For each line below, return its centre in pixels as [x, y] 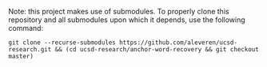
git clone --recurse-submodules [62, 43]
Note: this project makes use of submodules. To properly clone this [119, 11]
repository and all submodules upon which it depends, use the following [127, 20]
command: [26, 28]
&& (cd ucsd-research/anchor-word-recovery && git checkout [157, 50]
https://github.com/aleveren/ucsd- [178, 43]
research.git [30, 50]
